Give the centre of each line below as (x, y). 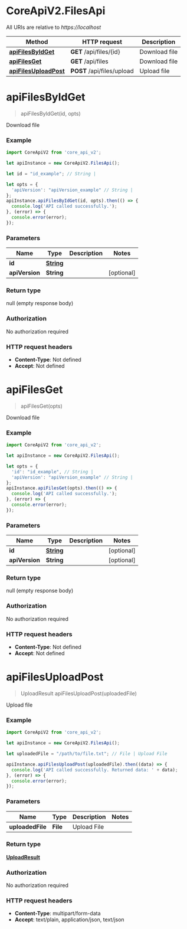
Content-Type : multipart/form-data (58, 914)
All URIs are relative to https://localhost (54, 27)
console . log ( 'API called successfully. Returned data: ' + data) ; (95, 770)
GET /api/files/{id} (95, 51)
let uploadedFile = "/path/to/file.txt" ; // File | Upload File (87, 754)
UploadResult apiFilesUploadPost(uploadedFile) (79, 693)
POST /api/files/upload (102, 71)
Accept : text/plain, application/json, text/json (70, 920)
